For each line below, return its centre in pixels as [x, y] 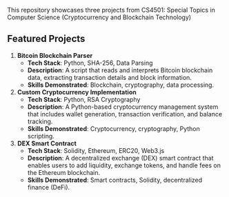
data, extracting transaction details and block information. [109, 77]
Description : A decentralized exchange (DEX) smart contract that [120, 158]
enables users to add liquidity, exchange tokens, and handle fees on [124, 165]
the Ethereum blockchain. [64, 172]
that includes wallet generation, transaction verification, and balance [125, 114]
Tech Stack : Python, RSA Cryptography [84, 99]
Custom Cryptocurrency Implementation [77, 92]
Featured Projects [46, 39]
